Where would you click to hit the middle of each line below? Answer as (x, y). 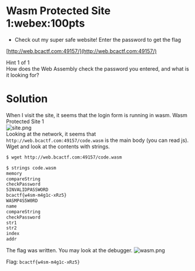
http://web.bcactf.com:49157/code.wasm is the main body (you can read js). (97, 140)
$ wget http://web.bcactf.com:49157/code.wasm (64, 157)
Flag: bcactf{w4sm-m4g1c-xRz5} (43, 262)
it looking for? (23, 75)
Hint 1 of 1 (18, 62)
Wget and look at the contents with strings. (58, 146)
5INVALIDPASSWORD (27, 190)
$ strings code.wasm (31, 168)
